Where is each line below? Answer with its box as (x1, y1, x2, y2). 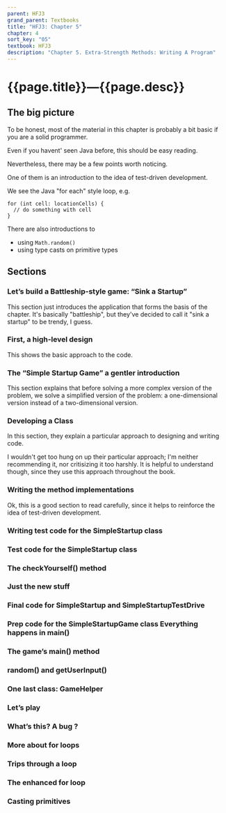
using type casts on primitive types (17, 245, 118, 254)
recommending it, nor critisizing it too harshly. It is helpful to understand (7, 460, 213, 469)
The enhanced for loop (7, 777, 86, 787)
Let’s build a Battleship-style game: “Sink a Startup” (7, 287, 188, 296)
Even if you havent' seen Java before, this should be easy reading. (7, 146, 198, 154)
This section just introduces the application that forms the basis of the (7, 303, 208, 311)
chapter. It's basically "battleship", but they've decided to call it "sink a (7, 310, 210, 318)
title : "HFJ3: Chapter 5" (7, 23, 82, 30)
